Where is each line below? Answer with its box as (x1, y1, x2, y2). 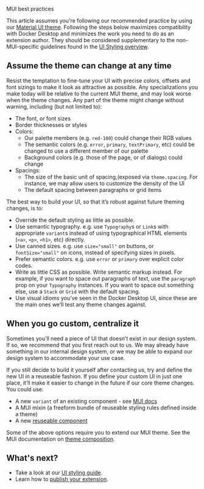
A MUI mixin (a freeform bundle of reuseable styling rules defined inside (15, 403, 197, 411)
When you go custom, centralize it (6, 318, 139, 329)
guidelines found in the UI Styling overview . (40, 43, 149, 50)
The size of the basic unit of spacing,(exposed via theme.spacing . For (24, 173, 198, 180)
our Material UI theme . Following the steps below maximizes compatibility (6, 24, 191, 31)
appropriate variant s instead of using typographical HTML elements (15, 229, 188, 237)
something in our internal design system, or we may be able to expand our (6, 348, 193, 355)
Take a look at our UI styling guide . (15, 469, 102, 476)
